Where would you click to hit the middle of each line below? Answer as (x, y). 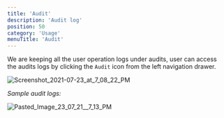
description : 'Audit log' (45, 20)
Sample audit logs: (34, 94)
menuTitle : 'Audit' (36, 40)
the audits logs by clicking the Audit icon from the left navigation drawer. (112, 67)
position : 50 (26, 26)
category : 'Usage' (34, 33)
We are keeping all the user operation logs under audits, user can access (112, 59)
